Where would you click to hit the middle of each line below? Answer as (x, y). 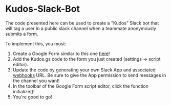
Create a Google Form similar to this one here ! (61, 54)
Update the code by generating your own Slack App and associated (84, 70)
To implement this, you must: (36, 43)
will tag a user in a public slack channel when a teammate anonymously (81, 28)
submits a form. (22, 34)
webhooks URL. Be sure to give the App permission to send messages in (89, 75)
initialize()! (24, 91)
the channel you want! (36, 81)
